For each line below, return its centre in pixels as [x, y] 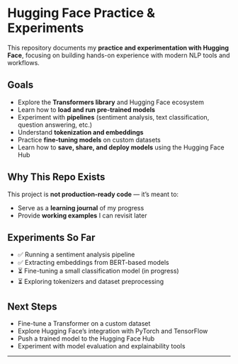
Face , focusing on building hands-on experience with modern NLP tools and [119, 55]
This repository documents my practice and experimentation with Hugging [118, 47]
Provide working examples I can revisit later [82, 215]
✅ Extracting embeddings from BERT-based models [93, 263]
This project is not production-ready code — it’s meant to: [93, 194]
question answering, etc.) [55, 125]
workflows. [24, 62]
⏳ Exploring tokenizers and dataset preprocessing [91, 282]
